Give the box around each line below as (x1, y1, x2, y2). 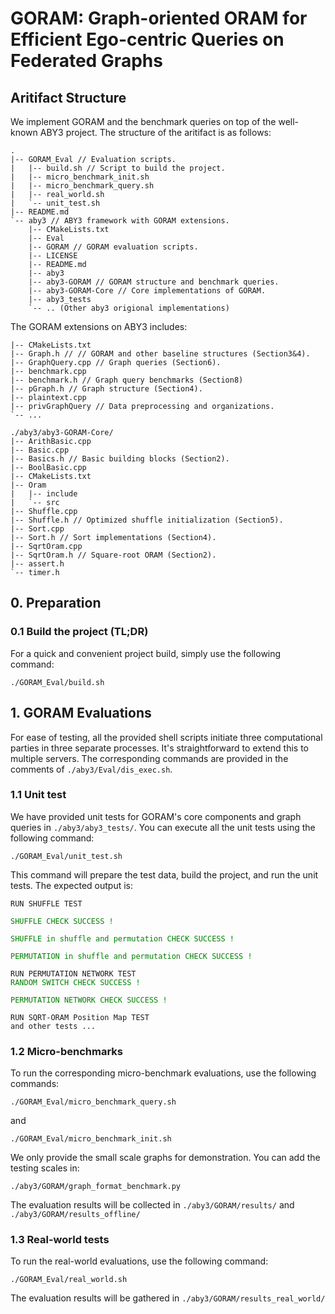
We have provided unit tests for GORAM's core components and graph (10, 810, 302, 822)
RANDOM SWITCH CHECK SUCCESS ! (10, 977, 141, 987)
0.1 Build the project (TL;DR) (10, 625, 149, 639)
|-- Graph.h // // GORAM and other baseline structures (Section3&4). (10, 349, 311, 359)
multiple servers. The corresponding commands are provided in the (10, 752, 289, 764)
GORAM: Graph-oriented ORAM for (10, 7, 308, 30)
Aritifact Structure (10, 89, 127, 106)
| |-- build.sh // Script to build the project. (10, 163, 226, 173)
